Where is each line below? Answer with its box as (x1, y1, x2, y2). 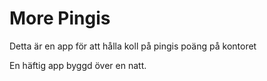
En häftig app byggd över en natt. (9, 59, 147, 71)
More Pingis (9, 7, 111, 30)
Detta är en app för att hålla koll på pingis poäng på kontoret (9, 40, 257, 52)
